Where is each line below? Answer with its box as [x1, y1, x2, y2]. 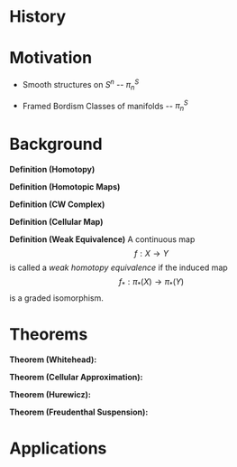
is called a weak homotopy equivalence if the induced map [9, 262, 228, 273]
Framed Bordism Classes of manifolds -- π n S [22, 98, 189, 114]
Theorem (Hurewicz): [9, 388, 92, 399]
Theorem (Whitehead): [9, 354, 97, 365]
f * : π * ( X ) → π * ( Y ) [118, 276, 185, 289]
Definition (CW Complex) [9, 199, 105, 210]
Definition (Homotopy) [9, 163, 96, 174]
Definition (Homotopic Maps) [9, 181, 121, 191]
